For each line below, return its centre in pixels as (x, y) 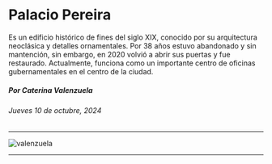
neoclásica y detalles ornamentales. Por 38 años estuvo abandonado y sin (132, 45)
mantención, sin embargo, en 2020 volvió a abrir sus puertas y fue (119, 54)
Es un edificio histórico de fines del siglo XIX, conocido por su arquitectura (133, 37)
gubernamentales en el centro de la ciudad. (81, 71)
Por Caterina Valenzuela (51, 90)
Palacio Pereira (60, 15)
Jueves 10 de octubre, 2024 (55, 110)
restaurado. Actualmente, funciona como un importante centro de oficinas (132, 63)
